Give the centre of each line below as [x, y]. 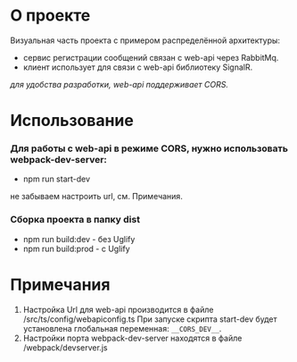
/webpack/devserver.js [65, 347]
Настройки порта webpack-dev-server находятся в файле [132, 338]
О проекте [50, 16]
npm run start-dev [57, 179]
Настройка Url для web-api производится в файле [118, 309]
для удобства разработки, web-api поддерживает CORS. [119, 84]
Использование [72, 121]
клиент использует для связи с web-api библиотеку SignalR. [138, 67]
